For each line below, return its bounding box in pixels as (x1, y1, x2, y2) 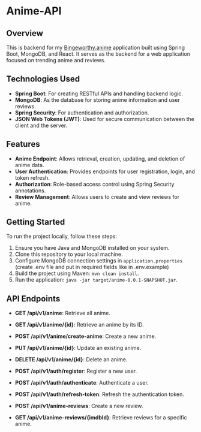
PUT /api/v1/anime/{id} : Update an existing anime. (14, 345, 142, 352)
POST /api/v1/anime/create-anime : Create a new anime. (14, 333, 157, 340)
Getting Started (6, 217, 65, 227)
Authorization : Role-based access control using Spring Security (14, 180, 175, 188)
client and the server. (14, 122, 68, 129)
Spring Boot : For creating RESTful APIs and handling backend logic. (14, 90, 183, 97)
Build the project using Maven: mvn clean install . (14, 270, 139, 277)
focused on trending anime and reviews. (6, 57, 106, 64)
